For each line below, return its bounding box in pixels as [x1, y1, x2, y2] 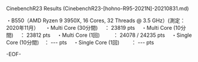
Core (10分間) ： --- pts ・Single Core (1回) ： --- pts [6, 39, 154, 46]
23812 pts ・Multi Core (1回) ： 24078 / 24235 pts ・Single [26, 32, 192, 39]
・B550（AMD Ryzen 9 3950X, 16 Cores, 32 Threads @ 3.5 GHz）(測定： [6, 17, 186, 24]
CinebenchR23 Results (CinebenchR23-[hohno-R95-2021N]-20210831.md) [6, 5, 189, 12]
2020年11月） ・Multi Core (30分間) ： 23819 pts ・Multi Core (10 [6, 25, 181, 31]
